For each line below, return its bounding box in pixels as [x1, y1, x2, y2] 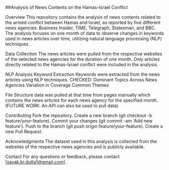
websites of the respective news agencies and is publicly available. [5, 144, 145, 150]
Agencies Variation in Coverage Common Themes [5, 82, 109, 88]
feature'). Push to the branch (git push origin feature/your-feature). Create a [5, 123, 163, 129]
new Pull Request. [5, 129, 43, 135]
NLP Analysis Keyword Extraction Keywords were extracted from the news [5, 71, 160, 77]
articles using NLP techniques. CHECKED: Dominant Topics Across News [5, 77, 157, 82]
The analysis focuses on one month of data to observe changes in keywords [5, 30, 164, 36]
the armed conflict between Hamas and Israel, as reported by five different [5, 20, 160, 25]
